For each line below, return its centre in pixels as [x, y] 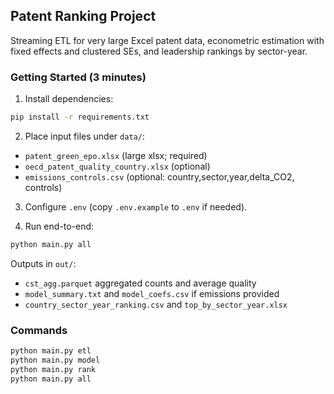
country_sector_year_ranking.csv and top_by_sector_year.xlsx [156, 304]
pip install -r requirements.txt [80, 117]
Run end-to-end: [59, 226]
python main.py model [55, 360]
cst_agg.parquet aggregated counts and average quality [140, 283]
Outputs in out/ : [43, 263]
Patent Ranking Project [83, 16]
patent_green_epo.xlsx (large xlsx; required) [116, 155]
